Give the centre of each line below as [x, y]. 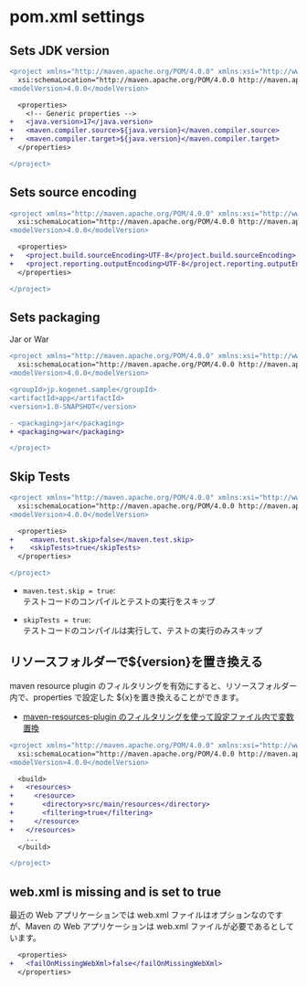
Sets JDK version [59, 51]
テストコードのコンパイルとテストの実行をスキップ [119, 601]
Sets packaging [55, 317]
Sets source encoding [73, 192]
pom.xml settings [77, 17]
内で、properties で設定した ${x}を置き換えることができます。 [127, 697]
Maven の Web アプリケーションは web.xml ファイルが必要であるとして [159, 927]
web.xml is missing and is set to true [116, 891]
